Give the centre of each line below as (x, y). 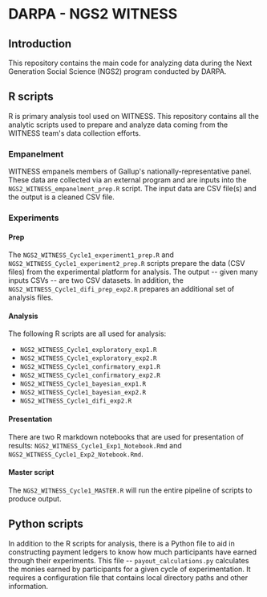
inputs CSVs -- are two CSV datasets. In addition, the (96, 280)
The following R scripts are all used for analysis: (87, 333)
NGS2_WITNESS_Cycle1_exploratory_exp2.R (88, 358)
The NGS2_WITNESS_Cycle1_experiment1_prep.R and (91, 255)
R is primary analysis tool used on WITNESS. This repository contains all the (133, 116)
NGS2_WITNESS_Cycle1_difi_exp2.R (76, 401)
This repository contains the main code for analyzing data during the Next (130, 63)
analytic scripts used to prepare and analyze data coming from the (118, 125)
